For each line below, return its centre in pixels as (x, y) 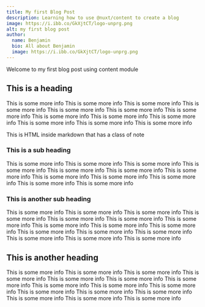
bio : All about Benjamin (43, 46)
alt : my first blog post (38, 29)
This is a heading (39, 88)
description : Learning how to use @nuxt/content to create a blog (93, 18)
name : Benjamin (31, 40)
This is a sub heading (39, 150)
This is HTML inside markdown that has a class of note (76, 135)
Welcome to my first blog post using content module (73, 69)
